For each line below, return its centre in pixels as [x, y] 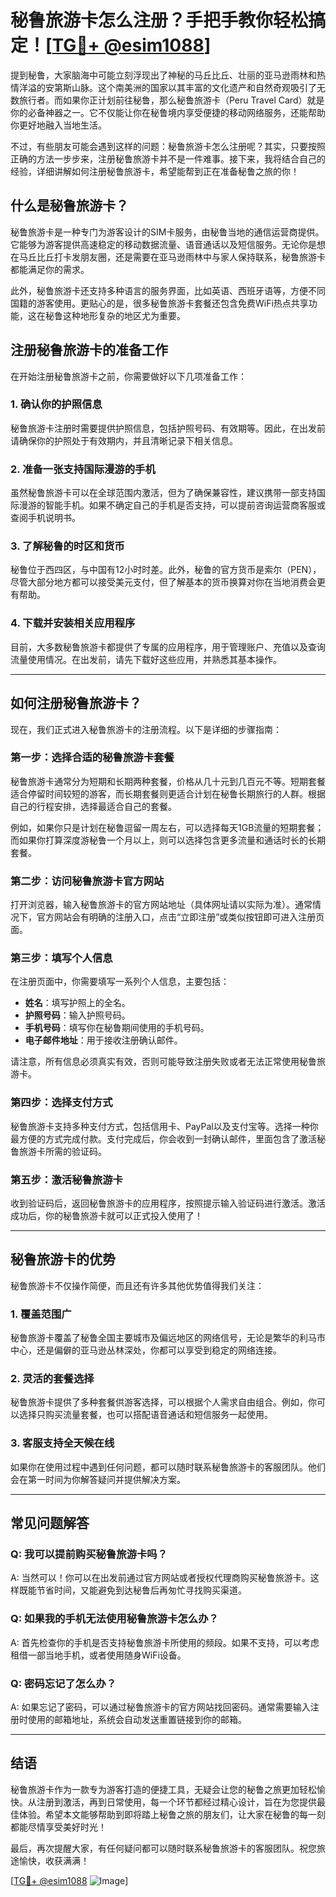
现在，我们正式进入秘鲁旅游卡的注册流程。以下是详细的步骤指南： [146, 729]
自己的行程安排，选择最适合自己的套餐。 [93, 806]
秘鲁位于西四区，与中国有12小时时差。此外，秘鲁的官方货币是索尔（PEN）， [166, 570]
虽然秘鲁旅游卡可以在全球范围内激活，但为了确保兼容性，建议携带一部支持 [163, 493]
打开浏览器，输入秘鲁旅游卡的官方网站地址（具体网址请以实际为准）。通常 [161, 905]
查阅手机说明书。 [45, 518]
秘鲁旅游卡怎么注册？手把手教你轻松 [159, 20]
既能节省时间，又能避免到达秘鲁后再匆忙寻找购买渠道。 [132, 1590]
